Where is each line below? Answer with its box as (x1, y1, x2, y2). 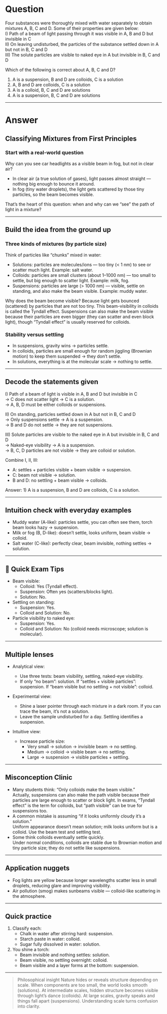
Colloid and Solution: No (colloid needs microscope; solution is (19, 626, 148, 632)
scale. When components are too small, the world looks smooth (17, 982, 148, 988)
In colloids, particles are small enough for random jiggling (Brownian (12, 348, 152, 354)
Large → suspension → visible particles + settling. (27, 754, 130, 760)
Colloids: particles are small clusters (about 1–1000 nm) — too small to (12, 272, 156, 278)
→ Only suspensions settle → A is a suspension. (5, 416, 103, 422)
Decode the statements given (5, 378, 98, 386)
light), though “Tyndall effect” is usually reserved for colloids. (5, 319, 131, 325)
